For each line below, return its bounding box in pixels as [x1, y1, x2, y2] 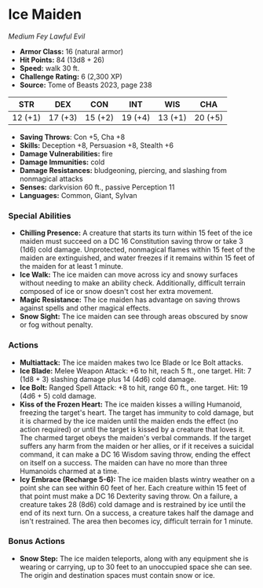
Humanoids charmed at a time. [19, 466, 119, 476]
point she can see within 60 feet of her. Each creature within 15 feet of [19, 483, 247, 492]
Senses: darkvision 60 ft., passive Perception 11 [19, 182, 175, 192]
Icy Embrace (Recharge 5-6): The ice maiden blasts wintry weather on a [19, 474, 255, 484]
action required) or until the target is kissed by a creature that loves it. [19, 424, 245, 434]
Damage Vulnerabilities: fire [19, 149, 113, 158]
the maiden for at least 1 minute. [19, 262, 123, 271]
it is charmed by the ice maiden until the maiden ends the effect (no [19, 416, 239, 425]
